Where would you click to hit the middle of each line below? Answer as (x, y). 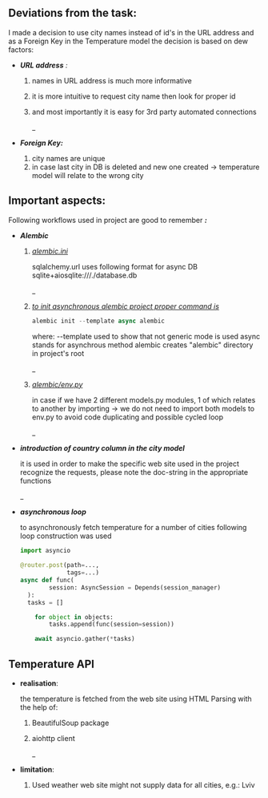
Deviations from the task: (73, 13)
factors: (21, 49)
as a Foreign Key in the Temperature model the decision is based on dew (128, 41)
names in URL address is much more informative (112, 80)
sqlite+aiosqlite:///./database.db (84, 275)
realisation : (39, 683)
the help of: (39, 707)
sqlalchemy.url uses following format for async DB (115, 266)
